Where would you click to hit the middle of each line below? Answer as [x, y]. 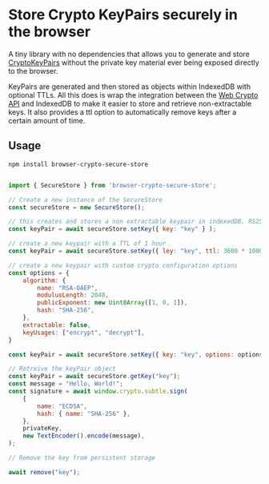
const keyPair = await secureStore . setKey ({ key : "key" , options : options [136, 354]
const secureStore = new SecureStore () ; [77, 207]
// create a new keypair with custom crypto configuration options [123, 265]
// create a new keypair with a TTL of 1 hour [87, 244]
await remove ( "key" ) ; [44, 472]
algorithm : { [44, 280]
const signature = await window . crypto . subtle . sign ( [98, 391]
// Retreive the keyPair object [62, 369]
